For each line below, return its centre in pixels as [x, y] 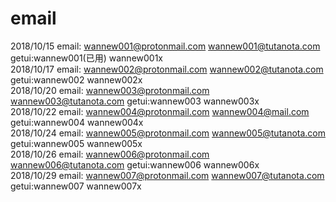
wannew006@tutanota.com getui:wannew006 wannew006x [135, 164]
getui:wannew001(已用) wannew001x [86, 58]
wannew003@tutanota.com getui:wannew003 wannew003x [135, 101]
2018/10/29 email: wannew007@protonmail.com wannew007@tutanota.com [167, 175]
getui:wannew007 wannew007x [76, 186]
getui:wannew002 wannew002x [76, 79]
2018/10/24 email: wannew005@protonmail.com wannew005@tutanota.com [168, 133]
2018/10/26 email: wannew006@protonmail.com [110, 154]
